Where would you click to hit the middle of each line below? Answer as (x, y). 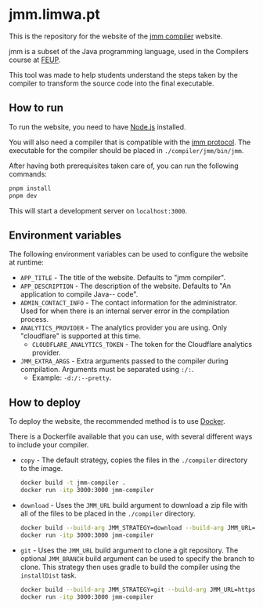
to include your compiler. (49, 445)
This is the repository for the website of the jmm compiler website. (116, 36)
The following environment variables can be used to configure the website (129, 254)
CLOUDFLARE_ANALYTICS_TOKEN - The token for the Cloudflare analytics (142, 345)
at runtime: (26, 263)
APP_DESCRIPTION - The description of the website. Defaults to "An (126, 286)
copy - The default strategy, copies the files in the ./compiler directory (134, 460)
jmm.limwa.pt (55, 15)
